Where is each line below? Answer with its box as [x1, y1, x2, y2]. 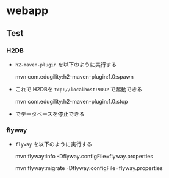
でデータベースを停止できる [15, 110, 85, 118]
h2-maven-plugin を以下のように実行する [15, 60, 117, 68]
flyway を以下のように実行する [15, 141, 93, 148]
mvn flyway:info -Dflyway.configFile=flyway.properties [15, 153, 154, 160]
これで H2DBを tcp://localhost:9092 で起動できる [15, 85, 143, 93]
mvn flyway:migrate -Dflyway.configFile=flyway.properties [15, 165, 163, 172]
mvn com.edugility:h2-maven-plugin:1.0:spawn [15, 73, 134, 80]
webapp [6, 4, 49, 18]
